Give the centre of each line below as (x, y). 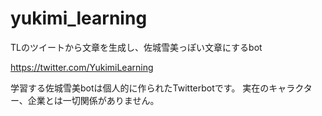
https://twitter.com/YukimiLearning (82, 67)
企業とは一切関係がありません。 (93, 100)
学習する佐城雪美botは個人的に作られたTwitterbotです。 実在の (140, 88)
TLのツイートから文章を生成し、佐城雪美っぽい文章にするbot (136, 47)
